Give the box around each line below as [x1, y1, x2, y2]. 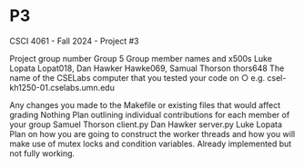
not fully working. [9, 147, 76, 159]
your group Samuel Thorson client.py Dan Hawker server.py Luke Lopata [9, 119, 283, 130]
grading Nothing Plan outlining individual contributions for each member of [9, 109, 290, 120]
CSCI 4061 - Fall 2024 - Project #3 [9, 35, 139, 46]
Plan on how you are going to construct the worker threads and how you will [9, 128, 296, 139]
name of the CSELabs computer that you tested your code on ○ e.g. [9, 72, 266, 83]
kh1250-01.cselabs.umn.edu [9, 82, 116, 93]
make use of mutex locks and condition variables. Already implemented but [9, 138, 292, 149]
